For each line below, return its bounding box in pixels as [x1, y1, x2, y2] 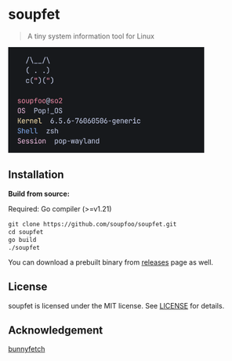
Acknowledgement [8, 323, 103, 337]
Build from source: [8, 189, 71, 198]
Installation [8, 168, 64, 182]
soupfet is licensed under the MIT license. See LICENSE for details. [8, 301, 225, 310]
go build [8, 236, 37, 244]
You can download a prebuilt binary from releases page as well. [8, 257, 214, 267]
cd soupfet [8, 228, 44, 236]
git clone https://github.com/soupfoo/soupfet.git [8, 220, 177, 228]
